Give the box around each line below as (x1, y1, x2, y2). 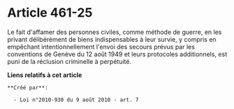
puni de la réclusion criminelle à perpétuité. (7, 57, 131, 65)
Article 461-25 (7, 5, 93, 21)
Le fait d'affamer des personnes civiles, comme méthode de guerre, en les (7, 28, 222, 36)
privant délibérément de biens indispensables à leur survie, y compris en (7, 35, 217, 43)
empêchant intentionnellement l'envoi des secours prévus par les (7, 42, 196, 51)
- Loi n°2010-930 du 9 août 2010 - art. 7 (13, 96, 139, 103)
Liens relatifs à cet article (7, 71, 82, 79)
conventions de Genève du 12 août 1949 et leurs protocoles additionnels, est (7, 50, 228, 58)
